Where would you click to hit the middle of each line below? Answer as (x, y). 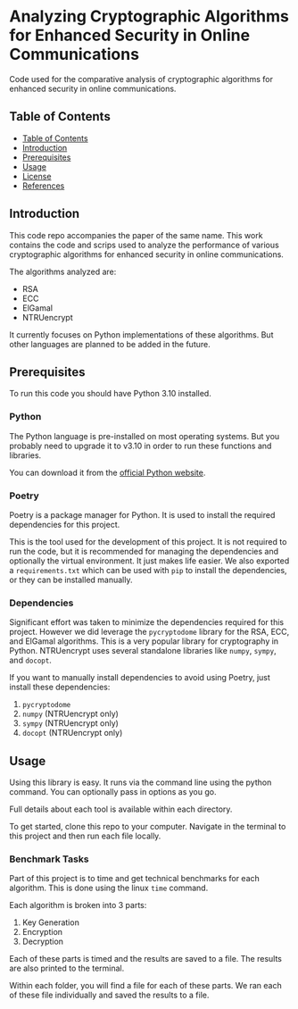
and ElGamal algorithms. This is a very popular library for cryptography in (144, 641)
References (43, 186)
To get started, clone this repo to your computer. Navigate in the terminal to (148, 827)
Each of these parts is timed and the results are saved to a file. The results (146, 959)
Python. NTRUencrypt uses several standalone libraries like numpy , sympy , (143, 651)
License (37, 176)
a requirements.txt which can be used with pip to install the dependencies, (148, 570)
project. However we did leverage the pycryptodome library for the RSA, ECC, (149, 632)
